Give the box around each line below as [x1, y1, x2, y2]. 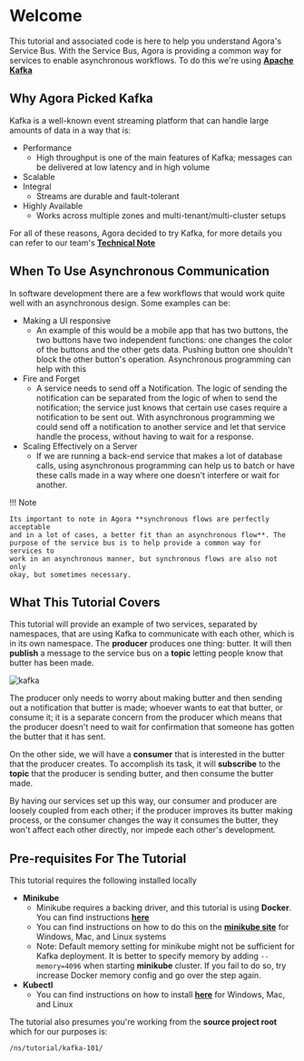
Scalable [22, 171, 56, 182]
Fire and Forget [22, 373, 80, 384]
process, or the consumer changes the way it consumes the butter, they [9, 815, 279, 826]
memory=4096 [35, 962, 82, 971]
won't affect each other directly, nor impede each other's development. [9, 825, 277, 836]
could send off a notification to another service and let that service [35, 421, 286, 432]
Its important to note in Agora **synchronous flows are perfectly [9, 515, 270, 524]
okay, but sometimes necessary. [9, 570, 132, 579]
